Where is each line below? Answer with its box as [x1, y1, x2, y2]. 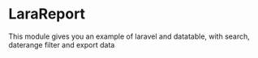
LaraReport [8, 5, 86, 23]
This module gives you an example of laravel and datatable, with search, [8, 31, 250, 41]
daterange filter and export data [8, 39, 115, 49]
